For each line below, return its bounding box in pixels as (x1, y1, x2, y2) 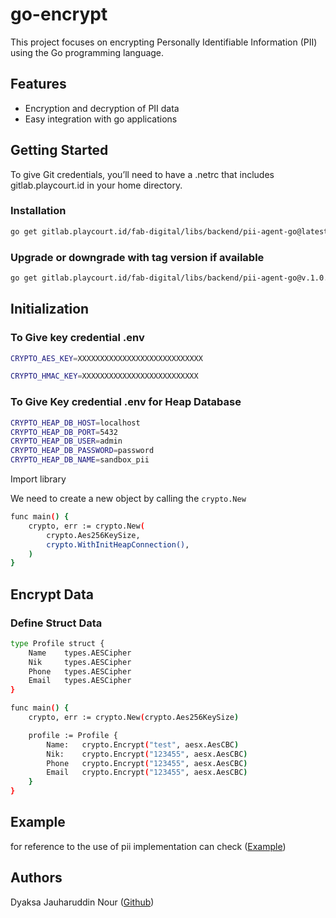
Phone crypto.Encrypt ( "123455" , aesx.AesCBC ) (46, 758, 248, 768)
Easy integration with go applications (24, 113, 178, 125)
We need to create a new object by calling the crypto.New (10, 493, 247, 505)
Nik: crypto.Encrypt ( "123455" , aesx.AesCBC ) (46, 749, 248, 759)
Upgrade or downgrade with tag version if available (10, 250, 265, 264)
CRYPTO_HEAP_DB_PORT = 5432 (10, 427, 118, 437)
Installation (10, 204, 67, 218)
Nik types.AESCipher (28, 657, 132, 667)
